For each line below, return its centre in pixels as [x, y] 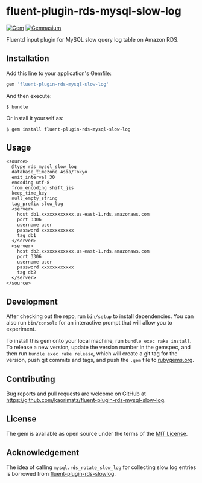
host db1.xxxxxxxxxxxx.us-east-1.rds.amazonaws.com [83, 215]
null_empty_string [35, 199]
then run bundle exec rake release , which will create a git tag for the [92, 354]
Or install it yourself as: [35, 118]
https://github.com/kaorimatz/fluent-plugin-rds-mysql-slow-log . [86, 400]
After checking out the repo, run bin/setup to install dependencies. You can [100, 316]
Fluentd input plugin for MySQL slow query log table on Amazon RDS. [93, 39]
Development [32, 301]
